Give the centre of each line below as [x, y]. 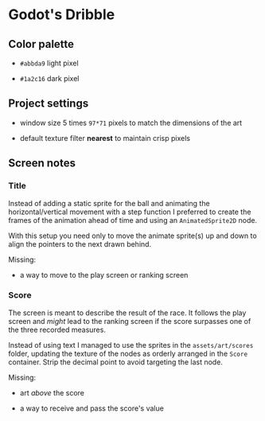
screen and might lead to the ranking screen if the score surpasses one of [130, 321]
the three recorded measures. [57, 329]
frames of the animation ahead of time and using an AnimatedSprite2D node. [132, 220]
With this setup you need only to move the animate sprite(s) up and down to [132, 236]
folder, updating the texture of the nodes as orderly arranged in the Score [128, 353]
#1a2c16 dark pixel [49, 78]
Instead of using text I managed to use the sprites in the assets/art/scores [131, 345]
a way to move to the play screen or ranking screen [104, 275]
